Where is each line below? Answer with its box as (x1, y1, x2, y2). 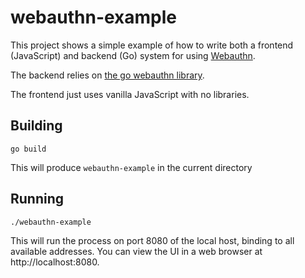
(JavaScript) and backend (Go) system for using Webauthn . (10, 49, 256, 61)
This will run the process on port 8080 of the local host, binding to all (10, 234, 295, 246)
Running (10, 191, 65, 208)
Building (10, 117, 63, 135)
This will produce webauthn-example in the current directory (10, 161, 253, 173)
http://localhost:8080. (10, 256, 100, 268)
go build (10, 144, 47, 154)
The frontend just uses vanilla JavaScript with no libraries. (10, 88, 250, 100)
